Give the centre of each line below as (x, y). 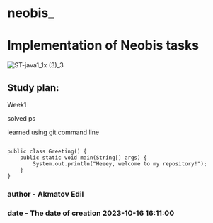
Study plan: (33, 88)
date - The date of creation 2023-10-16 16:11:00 (91, 213)
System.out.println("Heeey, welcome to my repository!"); (120, 164)
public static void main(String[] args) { (84, 158)
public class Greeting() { (47, 151)
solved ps (22, 118)
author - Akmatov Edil (46, 194)
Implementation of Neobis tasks (103, 46)
